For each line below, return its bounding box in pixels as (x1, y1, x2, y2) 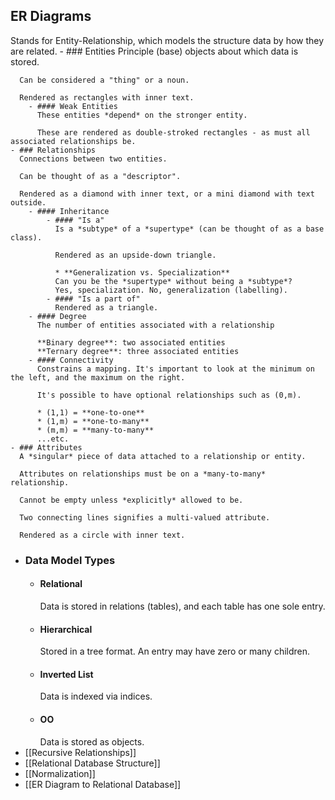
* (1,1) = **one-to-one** (36, 407, 145, 418)
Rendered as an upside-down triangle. (54, 250, 217, 260)
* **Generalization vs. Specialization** (54, 267, 230, 278)
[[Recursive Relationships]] (24, 746, 137, 758)
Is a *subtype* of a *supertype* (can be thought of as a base (54, 224, 325, 234)
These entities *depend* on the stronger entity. (36, 110, 248, 120)
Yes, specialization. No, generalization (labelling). (54, 285, 288, 295)
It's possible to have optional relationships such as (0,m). (36, 390, 302, 400)
